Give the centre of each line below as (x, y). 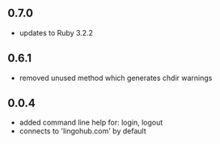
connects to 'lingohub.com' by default (82, 131)
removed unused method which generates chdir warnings (116, 78)
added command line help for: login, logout (91, 123)
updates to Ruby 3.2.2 (56, 32)
